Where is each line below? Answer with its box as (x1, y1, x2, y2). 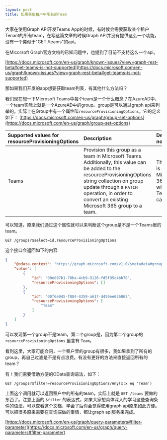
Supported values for (7, 132, 60, 139)
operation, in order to (83, 190, 133, 197)
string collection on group (83, 177, 144, 184)
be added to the (83, 165, 121, 172)
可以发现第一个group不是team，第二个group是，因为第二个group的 (5, 331, 143, 337)
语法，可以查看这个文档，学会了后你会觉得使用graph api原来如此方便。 (13, 403, 160, 409)
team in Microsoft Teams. (83, 152, 143, 159)
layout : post (5, 7, 32, 12)
